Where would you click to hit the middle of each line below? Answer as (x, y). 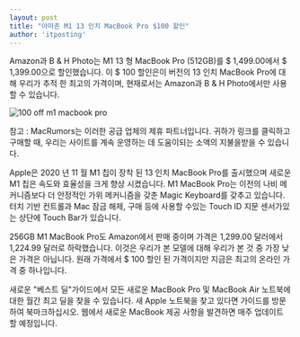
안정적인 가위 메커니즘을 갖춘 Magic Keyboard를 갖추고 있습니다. (171, 195)
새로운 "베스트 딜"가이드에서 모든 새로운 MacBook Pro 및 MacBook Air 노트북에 (150, 289)
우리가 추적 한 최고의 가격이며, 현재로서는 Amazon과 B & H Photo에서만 (145, 84)
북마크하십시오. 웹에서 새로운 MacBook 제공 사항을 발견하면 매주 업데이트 (155, 312)
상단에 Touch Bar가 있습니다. (70, 217)
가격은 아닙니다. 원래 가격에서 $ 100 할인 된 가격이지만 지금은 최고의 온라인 (150, 259)
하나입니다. (48, 270)
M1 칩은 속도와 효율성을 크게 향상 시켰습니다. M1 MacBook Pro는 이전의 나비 (144, 184)
